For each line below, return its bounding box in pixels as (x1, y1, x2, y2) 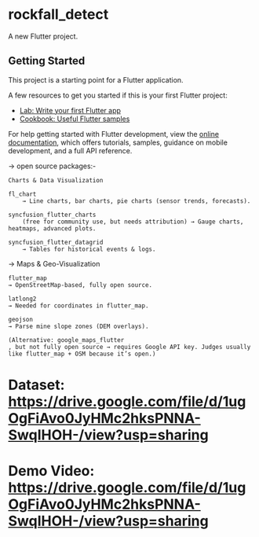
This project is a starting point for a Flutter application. (8, 75, 184, 84)
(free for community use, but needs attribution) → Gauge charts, (22, 218, 244, 226)
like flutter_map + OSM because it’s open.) (8, 350, 156, 358)
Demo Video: (8, 462, 95, 480)
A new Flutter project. (8, 31, 78, 41)
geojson (8, 315, 34, 323)
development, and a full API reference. (8, 145, 133, 155)
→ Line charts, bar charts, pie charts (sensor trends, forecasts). (22, 197, 251, 205)
